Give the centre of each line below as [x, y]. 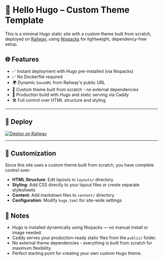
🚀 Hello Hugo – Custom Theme [67, 10]
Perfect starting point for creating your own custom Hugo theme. [77, 253]
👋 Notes [17, 215]
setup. [11, 44]
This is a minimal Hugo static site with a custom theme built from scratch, [78, 34]
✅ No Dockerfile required [37, 76]
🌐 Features [22, 60]
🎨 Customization [31, 153]
